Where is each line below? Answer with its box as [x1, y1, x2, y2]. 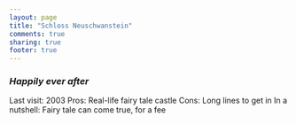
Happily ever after [9, 75, 90, 88]
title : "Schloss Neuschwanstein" [9, 21, 133, 30]
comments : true [9, 29, 66, 38]
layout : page [9, 12, 58, 22]
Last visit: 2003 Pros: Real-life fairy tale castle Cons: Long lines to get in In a [9, 95, 288, 106]
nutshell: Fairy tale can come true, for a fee [9, 105, 167, 115]
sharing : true [9, 37, 62, 47]
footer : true [9, 46, 58, 55]
